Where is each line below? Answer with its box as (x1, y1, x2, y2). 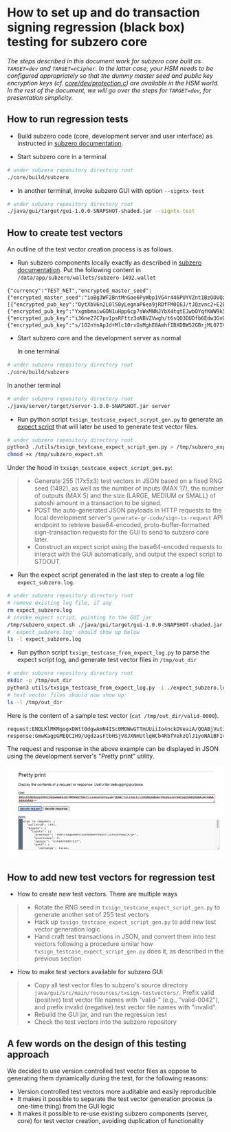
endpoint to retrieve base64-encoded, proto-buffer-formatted (34, 521, 210, 529)
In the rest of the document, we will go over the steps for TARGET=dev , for (7, 86, 212, 94)
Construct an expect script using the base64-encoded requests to (34, 543, 222, 551)
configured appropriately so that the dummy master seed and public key (7, 71, 213, 80)
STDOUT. (34, 557, 62, 566)
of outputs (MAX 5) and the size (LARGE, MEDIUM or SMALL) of (34, 491, 217, 500)
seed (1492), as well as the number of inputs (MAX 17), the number (34, 484, 224, 493)
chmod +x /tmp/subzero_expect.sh (7, 451, 103, 458)
